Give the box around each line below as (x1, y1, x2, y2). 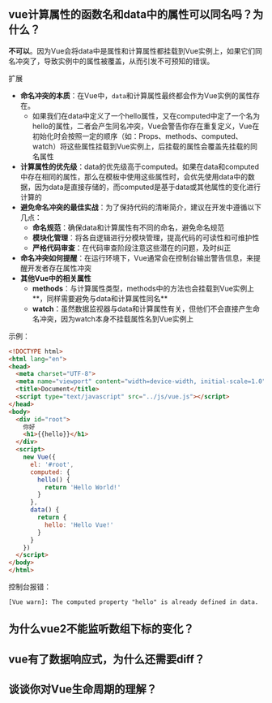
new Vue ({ (23, 453, 57, 461)
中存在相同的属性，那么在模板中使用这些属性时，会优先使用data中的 (19, 171, 249, 181)
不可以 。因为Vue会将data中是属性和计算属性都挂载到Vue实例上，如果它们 (8, 45, 256, 55)
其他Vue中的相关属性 (19, 273, 91, 282)
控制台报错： (8, 582, 51, 592)
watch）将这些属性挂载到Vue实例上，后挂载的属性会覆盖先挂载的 (32, 141, 251, 151)
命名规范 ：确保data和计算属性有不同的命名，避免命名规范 (32, 222, 225, 232)
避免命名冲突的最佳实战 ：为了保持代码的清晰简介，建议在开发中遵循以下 (19, 202, 261, 212)
